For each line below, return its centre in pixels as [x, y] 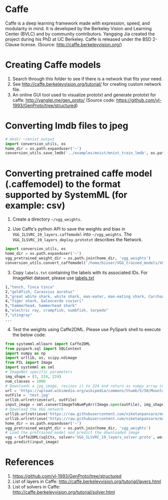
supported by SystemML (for [66, 195]
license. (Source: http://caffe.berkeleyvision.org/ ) [71, 44]
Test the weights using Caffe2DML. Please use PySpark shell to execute [86, 329]
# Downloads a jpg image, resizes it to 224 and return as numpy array [81, 386]
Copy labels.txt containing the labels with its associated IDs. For [80, 272]
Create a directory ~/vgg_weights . [47, 219]
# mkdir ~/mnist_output [30, 139]
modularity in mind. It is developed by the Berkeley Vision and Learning [78, 28]
